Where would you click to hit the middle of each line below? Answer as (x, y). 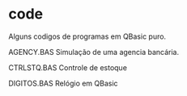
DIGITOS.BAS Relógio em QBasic (64, 83)
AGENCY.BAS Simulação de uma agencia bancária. (94, 52)
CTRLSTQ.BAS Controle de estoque (68, 67)
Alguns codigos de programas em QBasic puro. (87, 36)
